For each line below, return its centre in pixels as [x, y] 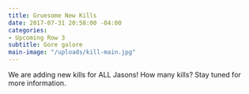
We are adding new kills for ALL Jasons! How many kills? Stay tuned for [124, 75]
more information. [37, 83]
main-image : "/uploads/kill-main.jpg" [72, 52]
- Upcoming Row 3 [37, 38]
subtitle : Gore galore [45, 45]
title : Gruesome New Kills [53, 15]
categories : [28, 30]
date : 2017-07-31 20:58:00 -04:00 [65, 23]
